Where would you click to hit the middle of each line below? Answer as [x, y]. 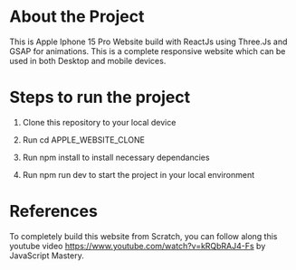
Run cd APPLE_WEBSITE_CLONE [83, 140]
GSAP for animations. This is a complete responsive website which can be [148, 51]
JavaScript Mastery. [47, 256]
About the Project [77, 17]
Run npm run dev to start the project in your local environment [138, 174]
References [53, 212]
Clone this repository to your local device [99, 122]
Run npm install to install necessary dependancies [116, 157]
